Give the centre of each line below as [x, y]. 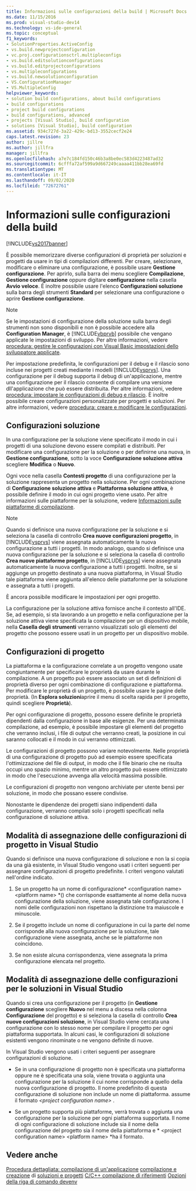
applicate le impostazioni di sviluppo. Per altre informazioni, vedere [87, 340]
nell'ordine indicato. [30, 877]
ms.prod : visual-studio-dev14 [43, 22]
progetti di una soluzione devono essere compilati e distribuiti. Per [86, 446]
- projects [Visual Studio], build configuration [68, 121]
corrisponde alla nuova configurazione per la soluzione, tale [87, 931]
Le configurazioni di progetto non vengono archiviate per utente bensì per [95, 787]
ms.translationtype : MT [35, 170]
